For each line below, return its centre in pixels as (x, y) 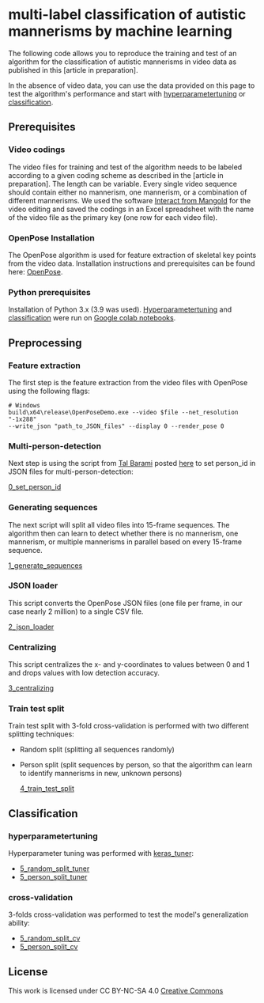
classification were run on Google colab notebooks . (92, 318)
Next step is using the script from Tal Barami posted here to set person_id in (132, 464)
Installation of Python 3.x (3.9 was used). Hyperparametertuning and (120, 309)
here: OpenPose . (36, 271)
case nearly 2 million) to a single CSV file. (76, 611)
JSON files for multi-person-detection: (71, 471)
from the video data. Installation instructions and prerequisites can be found (132, 263)
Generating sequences (53, 508)
